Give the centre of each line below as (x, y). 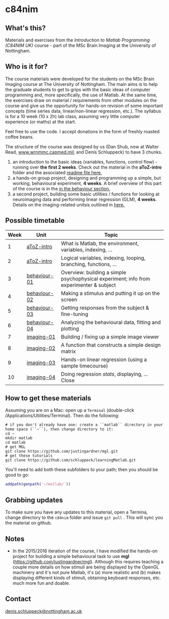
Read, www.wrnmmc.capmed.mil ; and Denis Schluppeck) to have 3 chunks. (84, 152)
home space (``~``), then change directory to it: (59, 429)
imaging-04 (41, 377)
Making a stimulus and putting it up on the (110, 293)
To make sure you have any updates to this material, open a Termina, (77, 512)
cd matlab (16, 443)
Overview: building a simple (94, 272)
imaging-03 (41, 363)
